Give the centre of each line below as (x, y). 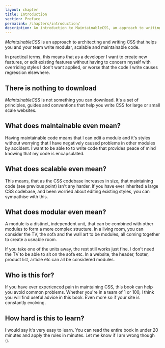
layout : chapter (22, 10)
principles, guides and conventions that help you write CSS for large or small (82, 105)
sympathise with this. (27, 196)
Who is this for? (30, 275)
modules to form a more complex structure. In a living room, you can (74, 229)
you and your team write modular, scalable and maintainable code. (72, 47)
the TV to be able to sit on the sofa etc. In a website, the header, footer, (77, 254)
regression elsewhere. (27, 72)
